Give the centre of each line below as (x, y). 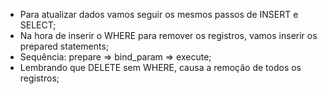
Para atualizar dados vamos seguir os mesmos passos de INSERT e (159, 14)
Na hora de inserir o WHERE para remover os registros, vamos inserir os (168, 35)
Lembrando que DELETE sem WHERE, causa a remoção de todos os (160, 67)
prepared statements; (64, 46)
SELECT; (38, 25)
